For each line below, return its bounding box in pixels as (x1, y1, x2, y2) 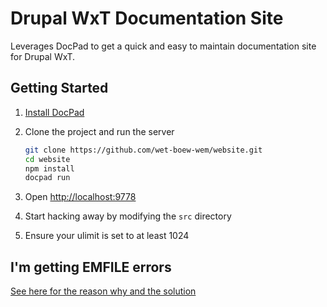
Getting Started (10, 80, 109, 97)
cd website (24, 154, 71, 164)
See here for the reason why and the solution (10, 285, 197, 297)
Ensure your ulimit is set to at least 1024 (24, 230, 190, 242)
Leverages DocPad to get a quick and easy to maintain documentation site (10, 40, 317, 52)
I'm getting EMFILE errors (10, 258, 172, 276)
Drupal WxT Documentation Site (10, 7, 284, 30)
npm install (24, 163, 75, 174)
